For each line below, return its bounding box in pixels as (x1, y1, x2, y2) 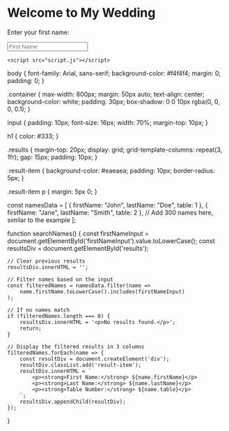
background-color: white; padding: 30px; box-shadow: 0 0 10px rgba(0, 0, (7, 97, 221, 105)
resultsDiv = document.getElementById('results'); (7, 244, 149, 252)
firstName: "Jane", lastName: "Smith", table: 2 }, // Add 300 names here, (7, 208, 214, 217)
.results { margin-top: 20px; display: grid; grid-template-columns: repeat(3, (7, 145, 223, 154)
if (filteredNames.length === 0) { (7, 312, 111, 319)
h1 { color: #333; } (7, 131, 59, 140)
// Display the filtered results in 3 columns (7, 343, 145, 350)
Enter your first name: (7, 28, 70, 36)
